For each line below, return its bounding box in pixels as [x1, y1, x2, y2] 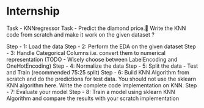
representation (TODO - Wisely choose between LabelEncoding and [6, 56, 178, 63]
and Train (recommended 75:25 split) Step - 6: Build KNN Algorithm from [6, 68, 189, 76]
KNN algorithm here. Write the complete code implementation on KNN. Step [6, 81, 197, 89]
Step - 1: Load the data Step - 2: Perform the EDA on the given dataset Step [6, 43, 197, 50]
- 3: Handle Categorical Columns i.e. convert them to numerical [6, 49, 166, 56]
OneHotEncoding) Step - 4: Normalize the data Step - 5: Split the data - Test [6, 62, 199, 70]
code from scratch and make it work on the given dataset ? [6, 31, 155, 38]
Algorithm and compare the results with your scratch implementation [6, 95, 180, 102]
